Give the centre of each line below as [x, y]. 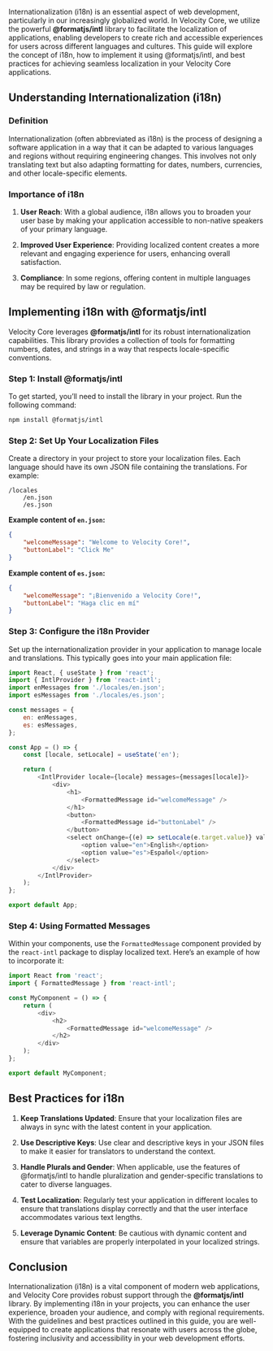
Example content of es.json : [57, 573]
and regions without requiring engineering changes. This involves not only [133, 156]
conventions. [30, 358]
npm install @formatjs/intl [56, 420]
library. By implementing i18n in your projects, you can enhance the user [129, 1304]
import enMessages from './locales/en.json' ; [87, 688]
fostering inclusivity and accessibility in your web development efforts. [127, 1338]
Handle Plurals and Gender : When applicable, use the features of [130, 1166]
